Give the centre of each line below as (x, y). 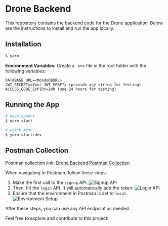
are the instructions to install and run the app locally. (60, 28)
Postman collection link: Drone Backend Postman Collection (68, 163)
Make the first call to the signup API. (50, 182)
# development (20, 116)
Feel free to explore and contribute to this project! (57, 218)
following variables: (26, 71)
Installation (23, 44)
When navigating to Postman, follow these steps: (56, 172)
